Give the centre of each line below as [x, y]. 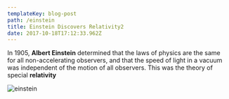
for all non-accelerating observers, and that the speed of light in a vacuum [115, 61]
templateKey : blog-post [42, 14]
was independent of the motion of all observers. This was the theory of [110, 68]
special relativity [32, 75]
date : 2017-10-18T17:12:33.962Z [54, 33]
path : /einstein [31, 20]
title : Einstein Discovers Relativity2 [66, 26]
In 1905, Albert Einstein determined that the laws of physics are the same [114, 53]
